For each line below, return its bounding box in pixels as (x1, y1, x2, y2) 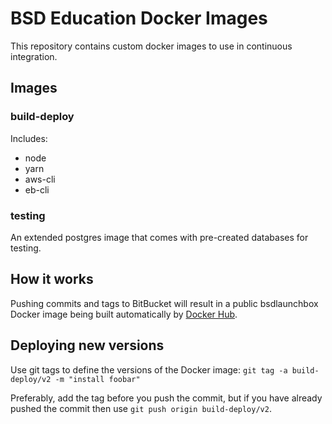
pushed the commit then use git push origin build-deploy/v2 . (10, 402, 272, 414)
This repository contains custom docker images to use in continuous (10, 40, 293, 52)
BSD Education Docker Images (10, 7, 268, 30)
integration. (10, 50, 58, 62)
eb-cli (24, 183, 50, 196)
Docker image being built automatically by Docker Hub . (10, 308, 238, 320)
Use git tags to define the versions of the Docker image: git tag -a (10, 363, 288, 376)
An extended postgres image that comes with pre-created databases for (10, 231, 309, 243)
